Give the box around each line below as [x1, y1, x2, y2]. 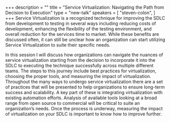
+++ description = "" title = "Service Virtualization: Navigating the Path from [5, 5, 164, 10]
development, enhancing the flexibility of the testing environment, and [5, 26, 152, 32]
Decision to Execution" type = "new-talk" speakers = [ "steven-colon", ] [5, 10, 156, 16]
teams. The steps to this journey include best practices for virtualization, [5, 68, 157, 74]
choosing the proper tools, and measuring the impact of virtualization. [5, 73, 151, 79]
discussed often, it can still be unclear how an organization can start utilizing [5, 36, 165, 43]
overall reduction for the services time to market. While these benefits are [5, 31, 159, 37]
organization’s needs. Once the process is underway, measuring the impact [5, 106, 163, 111]
